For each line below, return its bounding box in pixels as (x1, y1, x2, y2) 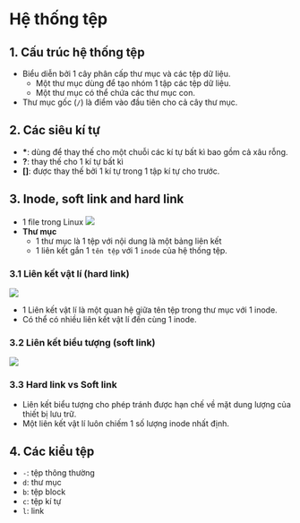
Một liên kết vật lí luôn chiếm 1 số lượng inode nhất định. (21, 417, 230, 429)
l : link (21, 506, 45, 517)
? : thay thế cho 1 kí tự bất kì (21, 156, 124, 167)
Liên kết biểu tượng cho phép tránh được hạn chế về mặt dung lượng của (21, 399, 291, 409)
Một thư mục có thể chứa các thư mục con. (35, 88, 195, 98)
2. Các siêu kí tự (9, 123, 101, 138)
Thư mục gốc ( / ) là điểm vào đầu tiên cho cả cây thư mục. (21, 97, 238, 107)
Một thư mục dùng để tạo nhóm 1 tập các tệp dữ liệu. (35, 78, 231, 89)
